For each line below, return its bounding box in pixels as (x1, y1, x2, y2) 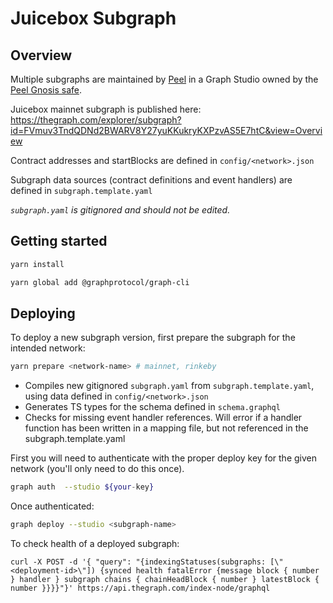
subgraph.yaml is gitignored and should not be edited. (10, 204, 231, 216)
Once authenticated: (10, 500, 95, 512)
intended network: (10, 342, 86, 354)
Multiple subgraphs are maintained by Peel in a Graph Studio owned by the (10, 73, 319, 85)
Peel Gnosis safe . (10, 84, 82, 96)
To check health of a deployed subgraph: (10, 538, 180, 549)
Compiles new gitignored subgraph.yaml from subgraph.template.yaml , (24, 380, 315, 392)
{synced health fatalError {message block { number (99, 566, 320, 576)
